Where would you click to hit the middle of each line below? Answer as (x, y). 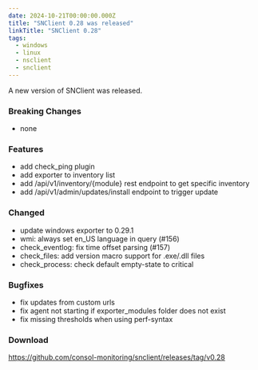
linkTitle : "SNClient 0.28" (55, 30)
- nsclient (34, 61)
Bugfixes (26, 284)
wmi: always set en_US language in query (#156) (99, 239)
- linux (28, 53)
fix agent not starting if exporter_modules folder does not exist (123, 310)
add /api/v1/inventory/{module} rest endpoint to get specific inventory (135, 184)
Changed (27, 213)
